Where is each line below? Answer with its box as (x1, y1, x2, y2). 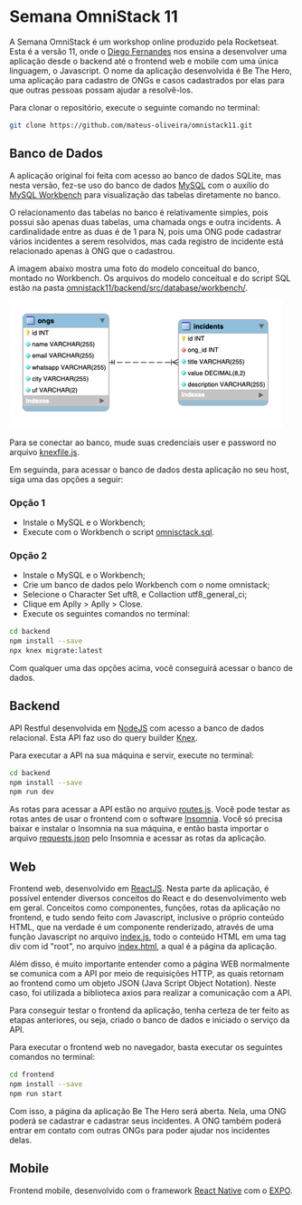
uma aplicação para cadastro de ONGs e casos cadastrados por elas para (9, 74, 285, 85)
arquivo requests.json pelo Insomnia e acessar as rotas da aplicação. (9, 832, 267, 844)
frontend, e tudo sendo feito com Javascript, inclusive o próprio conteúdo (9, 912, 285, 923)
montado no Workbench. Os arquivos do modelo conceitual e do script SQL (9, 272, 291, 283)
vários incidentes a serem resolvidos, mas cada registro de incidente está (9, 236, 284, 247)
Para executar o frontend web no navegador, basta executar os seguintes (9, 1042, 283, 1053)
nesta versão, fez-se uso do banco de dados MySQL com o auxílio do (9, 180, 269, 190)
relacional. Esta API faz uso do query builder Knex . (9, 732, 198, 743)
